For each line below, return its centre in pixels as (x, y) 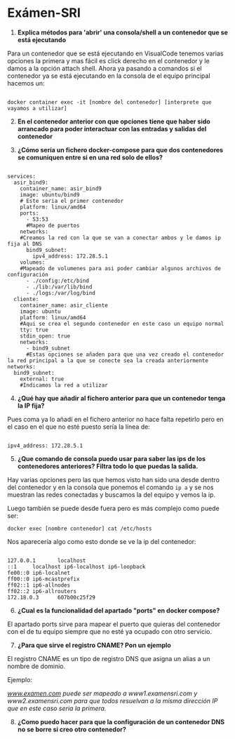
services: (22, 176)
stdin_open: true (45, 336)
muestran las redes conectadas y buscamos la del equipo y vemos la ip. (112, 494)
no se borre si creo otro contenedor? (72, 729)
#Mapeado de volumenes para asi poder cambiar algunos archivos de (120, 268)
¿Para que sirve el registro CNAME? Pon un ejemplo (94, 645)
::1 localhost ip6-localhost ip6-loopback (76, 566)
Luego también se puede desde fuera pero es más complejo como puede (113, 508)
